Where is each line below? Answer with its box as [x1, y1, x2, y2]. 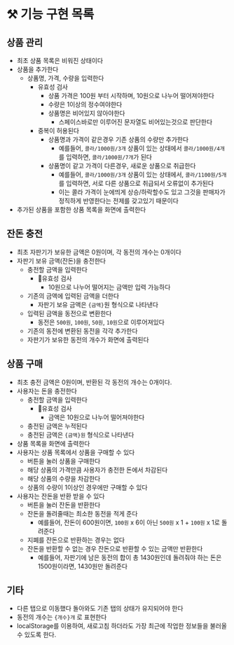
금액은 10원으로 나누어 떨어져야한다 [48, 413, 145, 421]
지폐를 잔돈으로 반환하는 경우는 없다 [27, 536, 125, 544]
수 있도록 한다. [16, 630, 57, 639]
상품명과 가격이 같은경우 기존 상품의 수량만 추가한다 [48, 135, 189, 144]
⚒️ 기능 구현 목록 [6, 6, 95, 22]
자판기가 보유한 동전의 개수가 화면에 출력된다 [27, 335, 149, 344]
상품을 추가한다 [16, 65, 59, 74]
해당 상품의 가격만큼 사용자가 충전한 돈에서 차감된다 [27, 466, 168, 474]
